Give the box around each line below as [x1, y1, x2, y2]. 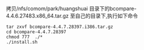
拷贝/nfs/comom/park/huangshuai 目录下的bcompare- [6, 5, 137, 12]
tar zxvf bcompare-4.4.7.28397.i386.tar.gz [6, 24, 114, 30]
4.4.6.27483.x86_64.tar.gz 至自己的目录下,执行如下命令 [6, 12, 138, 19]
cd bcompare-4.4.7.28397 [6, 29, 66, 35]
